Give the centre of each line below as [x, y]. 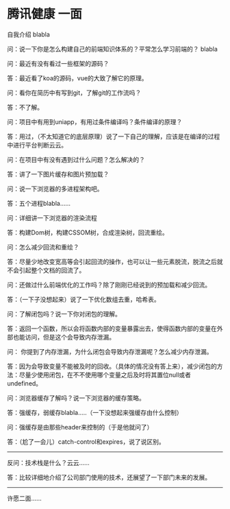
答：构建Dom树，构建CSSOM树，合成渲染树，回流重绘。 [88, 232]
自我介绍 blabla [28, 34]
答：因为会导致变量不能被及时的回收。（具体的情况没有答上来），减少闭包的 [112, 366]
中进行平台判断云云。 [37, 145]
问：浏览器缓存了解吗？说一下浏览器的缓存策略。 [76, 398]
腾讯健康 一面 [44, 14]
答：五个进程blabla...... [39, 203]
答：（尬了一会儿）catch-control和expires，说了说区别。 [86, 441]
